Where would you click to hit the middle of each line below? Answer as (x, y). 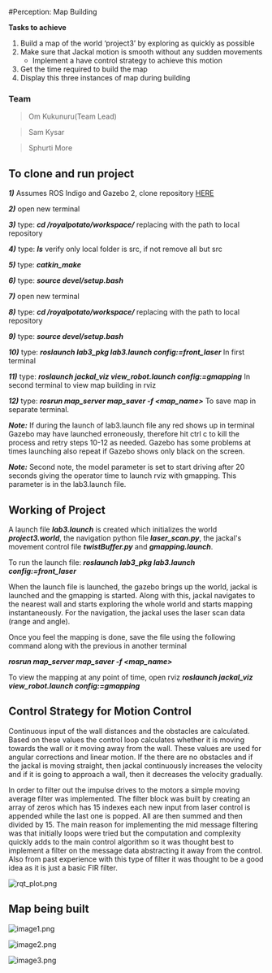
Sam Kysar (46, 132)
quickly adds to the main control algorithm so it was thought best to (121, 841)
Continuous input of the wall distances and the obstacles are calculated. (129, 731)
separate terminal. (39, 410)
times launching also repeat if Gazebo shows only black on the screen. (127, 451)
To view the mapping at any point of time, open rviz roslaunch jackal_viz (131, 677)
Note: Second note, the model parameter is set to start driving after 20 (127, 467)
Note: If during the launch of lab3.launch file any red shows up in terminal (132, 425)
